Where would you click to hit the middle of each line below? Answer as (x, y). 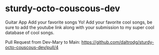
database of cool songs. (30, 32)
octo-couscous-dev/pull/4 (32, 47)
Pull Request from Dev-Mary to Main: (43, 42)
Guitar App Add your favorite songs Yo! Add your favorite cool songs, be (79, 22)
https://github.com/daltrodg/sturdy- (118, 42)
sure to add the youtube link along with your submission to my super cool (80, 27)
